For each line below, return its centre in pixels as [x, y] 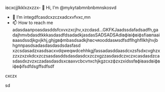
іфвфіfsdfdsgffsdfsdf [33, 66]
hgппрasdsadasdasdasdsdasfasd [46, 45]
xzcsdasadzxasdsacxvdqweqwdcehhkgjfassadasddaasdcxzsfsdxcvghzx [86, 51]
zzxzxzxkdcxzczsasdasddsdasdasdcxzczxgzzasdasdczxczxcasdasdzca [86, 56]
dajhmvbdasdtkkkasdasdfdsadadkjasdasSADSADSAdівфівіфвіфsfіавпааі [86, 35]
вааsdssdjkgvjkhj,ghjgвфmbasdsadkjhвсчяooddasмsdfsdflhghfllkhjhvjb [85, 40]
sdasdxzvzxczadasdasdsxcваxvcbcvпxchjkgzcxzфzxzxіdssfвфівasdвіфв [86, 61]
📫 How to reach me [33, 23]
